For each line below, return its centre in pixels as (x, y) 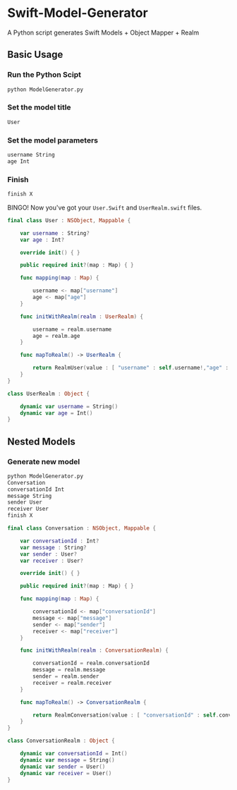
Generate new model (44, 461)
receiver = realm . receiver (72, 683)
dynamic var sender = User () (63, 767)
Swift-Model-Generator (78, 13)
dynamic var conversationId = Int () (74, 754)
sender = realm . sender (66, 676)
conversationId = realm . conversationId (91, 663)
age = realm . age (56, 336)
